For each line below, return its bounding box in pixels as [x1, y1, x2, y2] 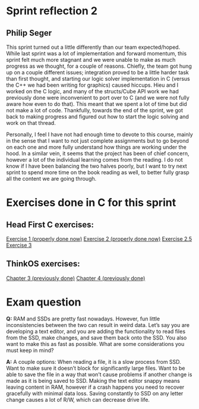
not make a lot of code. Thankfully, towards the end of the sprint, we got [6, 107, 183, 114]
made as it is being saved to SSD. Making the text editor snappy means [6, 377, 180, 384]
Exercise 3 [6, 242, 32, 248]
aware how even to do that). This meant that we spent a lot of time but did [6, 100, 187, 108]
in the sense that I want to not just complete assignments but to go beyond [6, 137, 189, 144]
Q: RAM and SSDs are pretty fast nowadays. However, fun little [6, 315, 160, 322]
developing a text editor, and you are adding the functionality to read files [6, 328, 186, 335]
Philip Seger [6, 28, 52, 38]
